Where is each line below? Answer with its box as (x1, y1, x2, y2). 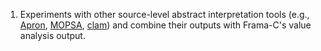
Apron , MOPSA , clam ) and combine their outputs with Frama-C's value (19, 19, 312, 31)
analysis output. (19, 30, 86, 41)
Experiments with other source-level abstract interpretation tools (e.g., (19, 9, 310, 20)
